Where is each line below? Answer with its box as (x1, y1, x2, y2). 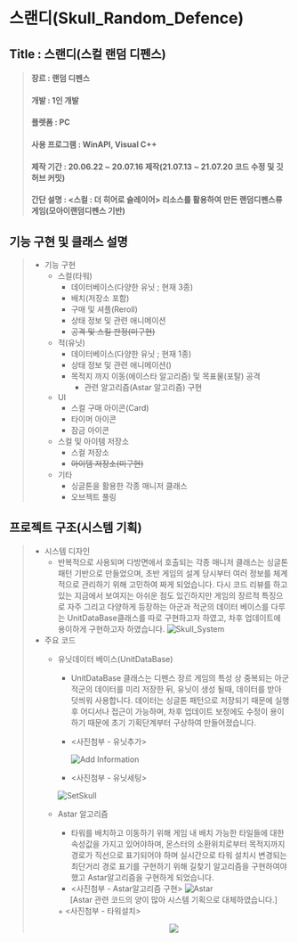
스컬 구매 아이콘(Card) (70, 402, 149, 413)
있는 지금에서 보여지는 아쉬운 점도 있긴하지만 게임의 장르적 (57, 590, 260, 601)
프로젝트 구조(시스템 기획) (9, 520, 142, 536)
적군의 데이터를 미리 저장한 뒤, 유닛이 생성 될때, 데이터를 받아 (70, 684, 282, 694)
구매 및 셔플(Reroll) (70, 304, 138, 315)
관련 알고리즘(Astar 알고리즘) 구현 (84, 381, 203, 392)
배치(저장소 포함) (70, 292, 130, 303)
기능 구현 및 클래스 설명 (9, 233, 129, 250)
